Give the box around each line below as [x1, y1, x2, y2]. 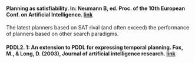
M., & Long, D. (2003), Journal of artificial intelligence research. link [6, 50, 176, 57]
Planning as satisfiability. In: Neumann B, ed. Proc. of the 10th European [6, 5, 186, 12]
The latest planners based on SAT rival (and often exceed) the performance [6, 24, 190, 31]
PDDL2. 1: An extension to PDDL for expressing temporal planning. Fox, [6, 44, 183, 51]
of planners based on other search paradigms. [6, 30, 119, 38]
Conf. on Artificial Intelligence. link [6, 11, 93, 18]
